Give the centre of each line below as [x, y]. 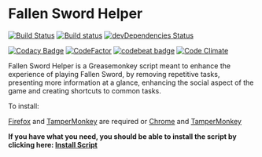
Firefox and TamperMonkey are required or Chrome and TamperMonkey [125, 121]
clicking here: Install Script [53, 144]
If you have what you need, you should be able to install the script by [123, 136]
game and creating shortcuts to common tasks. [85, 90]
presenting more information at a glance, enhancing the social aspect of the [131, 82]
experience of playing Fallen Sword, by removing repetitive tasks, [114, 74]
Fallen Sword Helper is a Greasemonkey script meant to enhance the [119, 66]
